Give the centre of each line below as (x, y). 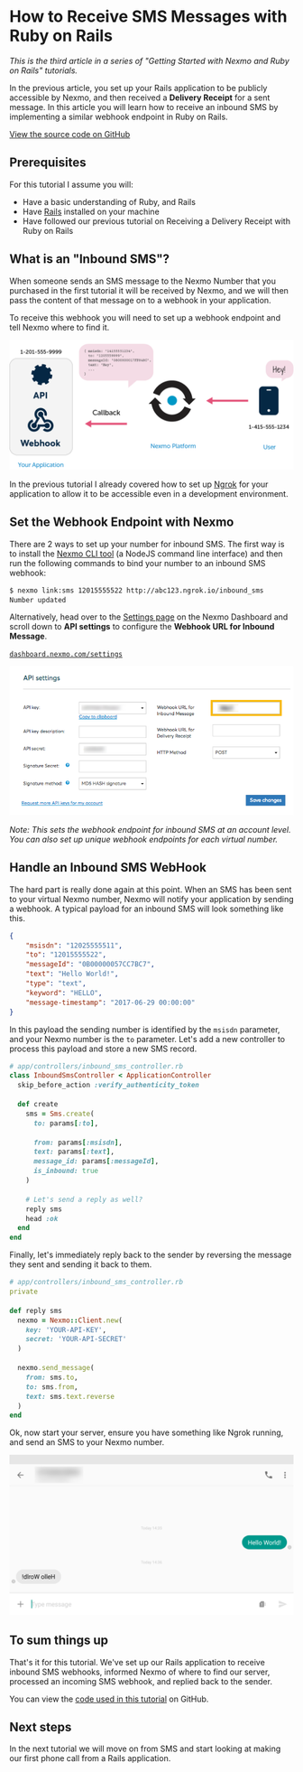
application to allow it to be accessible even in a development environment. (149, 493)
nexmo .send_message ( (56, 1368)
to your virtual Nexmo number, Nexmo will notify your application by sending (151, 899)
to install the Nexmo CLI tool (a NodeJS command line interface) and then (146, 554)
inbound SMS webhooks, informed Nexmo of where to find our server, (140, 1672)
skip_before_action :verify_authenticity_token (109, 1086)
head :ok (42, 1218)
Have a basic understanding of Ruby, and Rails (109, 201)
